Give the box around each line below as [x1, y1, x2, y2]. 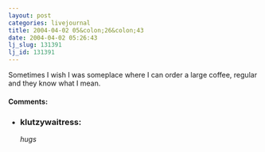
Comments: [8, 97, 49, 106]
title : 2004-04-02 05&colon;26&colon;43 [8, 26, 145, 34]
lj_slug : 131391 [8, 41, 62, 49]
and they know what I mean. [8, 78, 101, 88]
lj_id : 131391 [8, 48, 56, 56]
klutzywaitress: [19, 116, 82, 127]
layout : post [8, 11, 52, 20]
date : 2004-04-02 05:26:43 [8, 33, 98, 42]
